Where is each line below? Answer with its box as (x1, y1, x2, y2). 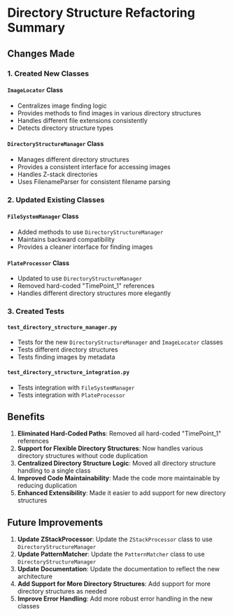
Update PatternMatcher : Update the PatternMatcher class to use (17, 550, 205, 559)
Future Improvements (7, 516, 104, 529)
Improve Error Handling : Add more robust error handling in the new (17, 594, 213, 603)
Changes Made (7, 48, 75, 59)
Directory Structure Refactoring (7, 5, 196, 21)
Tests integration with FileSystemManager (17, 383, 135, 392)
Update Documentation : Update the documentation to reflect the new (17, 565, 220, 573)
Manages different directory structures (17, 155, 129, 164)
